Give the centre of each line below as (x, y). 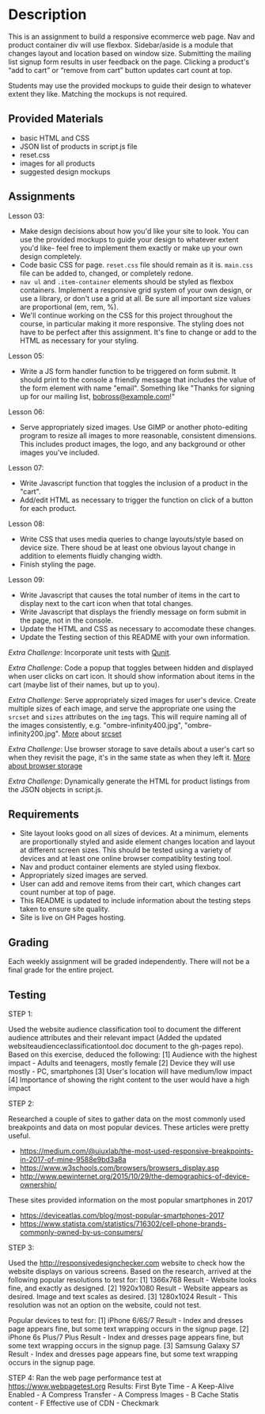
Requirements (44, 814)
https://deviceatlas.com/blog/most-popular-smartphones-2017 (122, 1215)
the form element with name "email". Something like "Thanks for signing (137, 388)
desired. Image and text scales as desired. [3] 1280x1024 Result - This (123, 1296)
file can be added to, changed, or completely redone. (106, 273)
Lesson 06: (26, 412)
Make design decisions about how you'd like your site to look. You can (134, 231)
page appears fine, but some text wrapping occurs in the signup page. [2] (129, 1329)
